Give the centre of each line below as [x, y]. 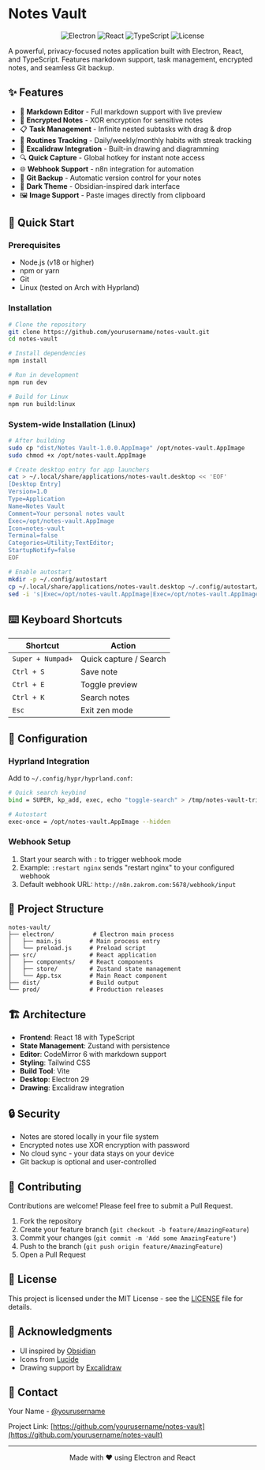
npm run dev [28, 382]
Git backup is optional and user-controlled [88, 1162]
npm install [28, 361]
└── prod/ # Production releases [86, 989]
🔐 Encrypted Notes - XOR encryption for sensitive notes [111, 120]
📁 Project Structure [56, 909]
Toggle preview [109, 685]
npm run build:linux [42, 404]
